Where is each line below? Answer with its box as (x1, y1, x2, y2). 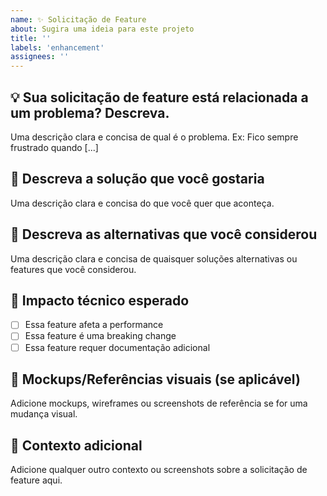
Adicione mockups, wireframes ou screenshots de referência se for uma (10, 397, 308, 410)
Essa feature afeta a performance (24, 319, 164, 331)
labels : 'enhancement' (10, 42, 105, 53)
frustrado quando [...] (10, 141, 99, 153)
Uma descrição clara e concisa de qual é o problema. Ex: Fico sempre (10, 131, 299, 143)
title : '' (10, 33, 52, 43)
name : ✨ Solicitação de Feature (10, 14, 147, 25)
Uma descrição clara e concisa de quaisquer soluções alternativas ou (10, 252, 298, 265)
